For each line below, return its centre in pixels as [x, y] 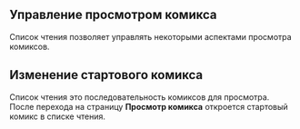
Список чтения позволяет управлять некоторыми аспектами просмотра [151, 36]
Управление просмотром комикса [113, 15]
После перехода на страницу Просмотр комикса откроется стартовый [149, 106]
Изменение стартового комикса [106, 75]
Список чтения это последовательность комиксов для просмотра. [140, 97]
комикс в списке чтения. [58, 116]
